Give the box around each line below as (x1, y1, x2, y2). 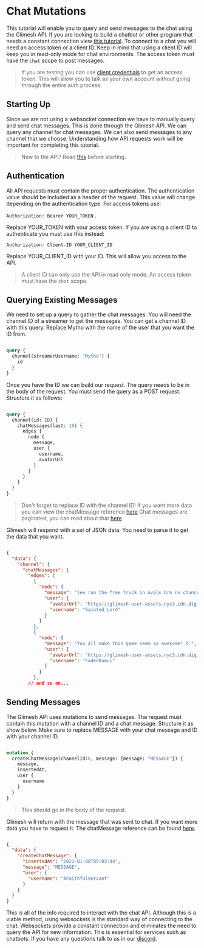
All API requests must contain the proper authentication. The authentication (6, 187, 195, 194)
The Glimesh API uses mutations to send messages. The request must (6, 713, 182, 720)
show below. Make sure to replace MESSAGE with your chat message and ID (6, 726, 198, 734)
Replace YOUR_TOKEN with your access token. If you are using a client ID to (6, 224, 197, 231)
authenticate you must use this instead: (6, 230, 105, 237)
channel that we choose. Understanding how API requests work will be (6, 135, 183, 142)
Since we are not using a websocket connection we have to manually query (6, 115, 195, 122)
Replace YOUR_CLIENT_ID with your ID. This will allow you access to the (6, 252, 187, 260)
